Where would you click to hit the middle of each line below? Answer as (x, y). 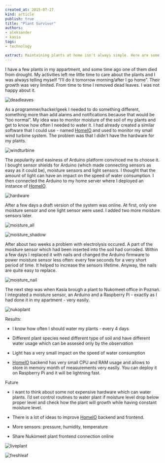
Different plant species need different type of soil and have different (81, 338)
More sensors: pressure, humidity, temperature (60, 427)
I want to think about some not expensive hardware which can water (82, 392)
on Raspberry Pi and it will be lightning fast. (56, 373)
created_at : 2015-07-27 (30, 10)
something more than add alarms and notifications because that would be (80, 114)
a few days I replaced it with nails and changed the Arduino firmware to (77, 255)
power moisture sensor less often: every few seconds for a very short (76, 260)
